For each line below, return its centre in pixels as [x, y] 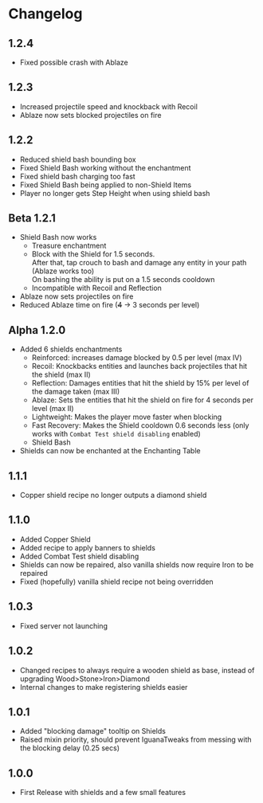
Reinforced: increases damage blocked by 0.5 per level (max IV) [137, 358]
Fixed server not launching [63, 625]
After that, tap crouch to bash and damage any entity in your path [139, 263]
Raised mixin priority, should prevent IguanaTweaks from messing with [135, 740]
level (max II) [53, 409]
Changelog [45, 14]
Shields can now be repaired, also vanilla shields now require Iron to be [137, 564]
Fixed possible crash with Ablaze [74, 62]
